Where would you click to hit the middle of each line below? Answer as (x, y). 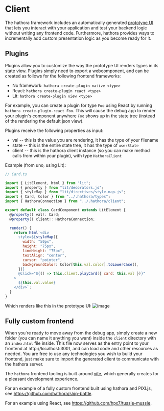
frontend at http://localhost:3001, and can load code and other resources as (82, 349)
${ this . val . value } (37, 283)
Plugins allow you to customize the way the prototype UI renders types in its (82, 65)
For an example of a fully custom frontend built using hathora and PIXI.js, (79, 388)
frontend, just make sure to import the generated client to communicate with (82, 359)
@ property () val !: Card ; (35, 214)
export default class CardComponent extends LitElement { (65, 210)
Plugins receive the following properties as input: (54, 130)
